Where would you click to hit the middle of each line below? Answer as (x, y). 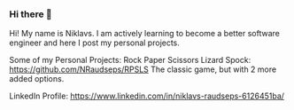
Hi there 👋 (31, 14)
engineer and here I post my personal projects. (94, 43)
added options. (37, 79)
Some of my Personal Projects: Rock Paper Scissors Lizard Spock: (130, 60)
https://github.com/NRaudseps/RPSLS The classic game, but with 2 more (143, 69)
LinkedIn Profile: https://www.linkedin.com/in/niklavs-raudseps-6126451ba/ (147, 96)
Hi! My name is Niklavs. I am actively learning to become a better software (145, 34)
